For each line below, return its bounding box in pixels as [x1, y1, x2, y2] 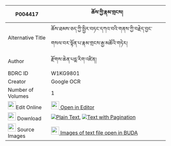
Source [17, 126, 35, 133]
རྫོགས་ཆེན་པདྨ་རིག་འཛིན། [50, 56, 97, 63]
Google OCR [50, 78, 81, 85]
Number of [8, 86, 34, 93]
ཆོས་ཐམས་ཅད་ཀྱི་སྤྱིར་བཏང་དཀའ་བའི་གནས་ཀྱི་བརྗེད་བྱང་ [50, 25, 153, 32]
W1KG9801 [50, 70, 80, 77]
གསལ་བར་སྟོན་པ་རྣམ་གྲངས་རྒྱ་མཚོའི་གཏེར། [50, 40, 128, 46]
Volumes [8, 93, 29, 100]
